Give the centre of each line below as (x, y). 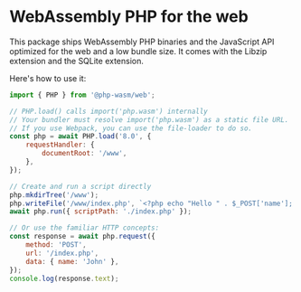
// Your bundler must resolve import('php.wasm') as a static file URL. (149, 119)
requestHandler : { (60, 145)
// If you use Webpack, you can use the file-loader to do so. (131, 128)
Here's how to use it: (48, 78)
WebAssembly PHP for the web (129, 17)
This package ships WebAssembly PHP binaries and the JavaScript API (142, 42)
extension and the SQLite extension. (77, 61)
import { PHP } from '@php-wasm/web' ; (82, 95)
